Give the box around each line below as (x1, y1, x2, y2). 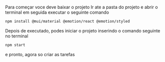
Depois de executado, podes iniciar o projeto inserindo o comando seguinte (5, 28, 161, 33)
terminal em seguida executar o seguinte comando (5, 9, 109, 15)
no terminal (5, 33, 28, 39)
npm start (5, 42, 26, 47)
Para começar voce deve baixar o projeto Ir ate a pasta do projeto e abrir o (5, 4, 158, 10)
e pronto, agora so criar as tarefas (5, 51, 75, 57)
